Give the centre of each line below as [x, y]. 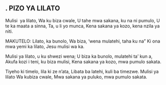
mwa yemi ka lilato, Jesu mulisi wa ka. [45, 46]
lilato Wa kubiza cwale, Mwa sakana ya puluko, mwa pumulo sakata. [76, 77]
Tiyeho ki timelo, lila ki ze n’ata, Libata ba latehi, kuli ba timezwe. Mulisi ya [82, 71]
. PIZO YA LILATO [33, 8]
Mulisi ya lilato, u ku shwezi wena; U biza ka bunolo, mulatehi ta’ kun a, [79, 56]
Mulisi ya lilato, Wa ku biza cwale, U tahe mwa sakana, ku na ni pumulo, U [83, 20]
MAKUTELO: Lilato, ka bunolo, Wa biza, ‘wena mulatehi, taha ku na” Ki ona [83, 41]
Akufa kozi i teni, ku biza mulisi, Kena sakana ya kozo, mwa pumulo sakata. [84, 61]
